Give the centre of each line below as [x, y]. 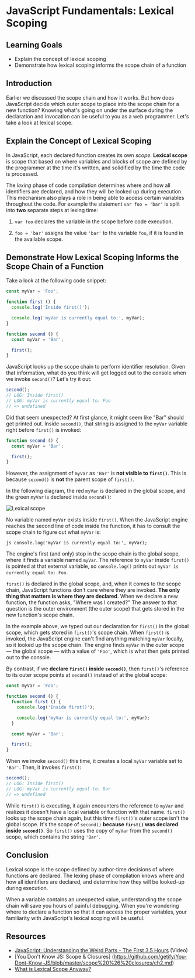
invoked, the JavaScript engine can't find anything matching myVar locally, [95, 639]
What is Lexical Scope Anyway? [53, 969]
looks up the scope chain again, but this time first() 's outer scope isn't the [97, 818]
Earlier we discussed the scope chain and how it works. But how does [90, 97]
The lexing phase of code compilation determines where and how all [88, 185]
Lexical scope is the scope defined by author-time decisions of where [90, 869]
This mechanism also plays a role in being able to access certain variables [95, 197]
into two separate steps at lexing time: [52, 210]
